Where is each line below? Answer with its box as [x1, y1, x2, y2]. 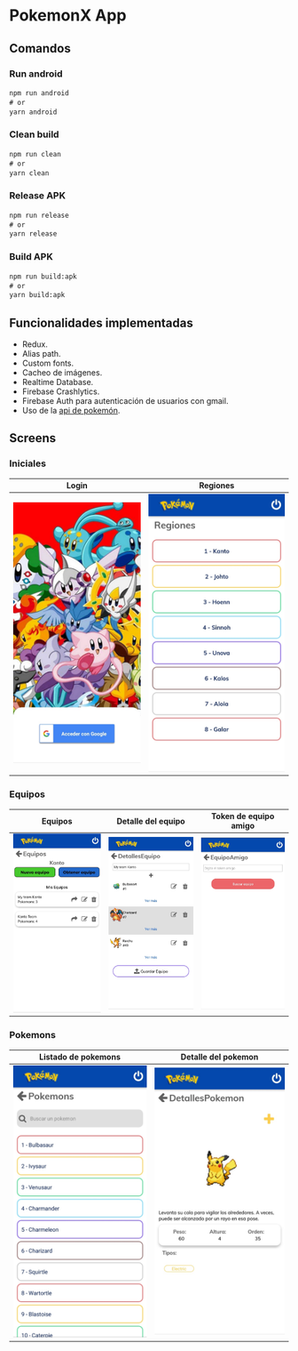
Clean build [9, 128, 59, 141]
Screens [9, 430, 56, 446]
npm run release [9, 211, 69, 220]
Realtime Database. [21, 377, 94, 388]
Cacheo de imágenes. [21, 367, 103, 378]
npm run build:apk [9, 272, 77, 281]
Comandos [9, 41, 71, 56]
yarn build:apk [9, 291, 66, 300]
